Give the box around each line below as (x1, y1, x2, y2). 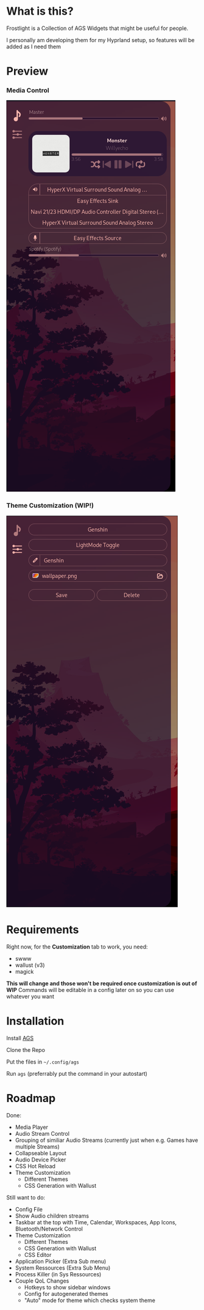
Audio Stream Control (15, 1130, 70, 1137)
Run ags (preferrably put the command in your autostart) (6, 1070, 148, 1077)
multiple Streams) (15, 1142, 60, 1150)
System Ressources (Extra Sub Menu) (15, 1264, 111, 1271)
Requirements (6, 922, 79, 936)
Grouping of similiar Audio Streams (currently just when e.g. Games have (15, 1136, 199, 1144)
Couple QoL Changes (15, 1277, 69, 1284)
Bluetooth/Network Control (15, 1225, 83, 1232)
